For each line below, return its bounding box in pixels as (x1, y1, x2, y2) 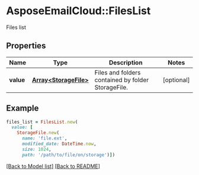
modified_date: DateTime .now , (21, 141, 97, 147)
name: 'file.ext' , (21, 135, 68, 141)
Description (108, 58, 143, 66)
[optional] (162, 76, 190, 84)
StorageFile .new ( (17, 130, 60, 136)
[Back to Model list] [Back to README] (6, 163, 101, 170)
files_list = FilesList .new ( (6, 119, 78, 125)
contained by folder (94, 76, 149, 84)
